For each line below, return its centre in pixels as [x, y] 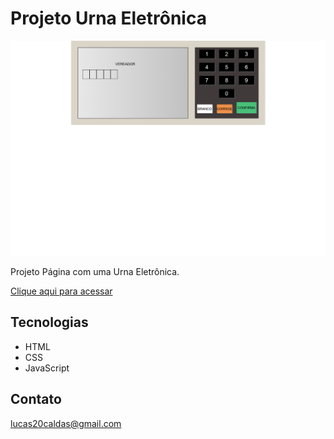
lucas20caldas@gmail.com [66, 423]
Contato [36, 399]
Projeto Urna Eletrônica [108, 18]
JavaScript [47, 368]
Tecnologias [49, 322]
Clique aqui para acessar [61, 291]
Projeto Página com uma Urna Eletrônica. [95, 271]
